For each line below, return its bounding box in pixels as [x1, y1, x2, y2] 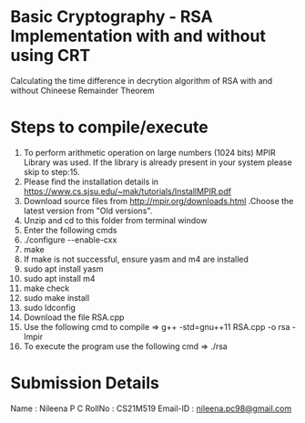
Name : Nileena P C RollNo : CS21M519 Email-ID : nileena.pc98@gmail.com [10, 403, 292, 414]
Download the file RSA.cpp [23, 312, 125, 323]
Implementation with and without [10, 26, 267, 46]
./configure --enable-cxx [23, 234, 117, 245]
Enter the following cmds [23, 224, 117, 235]
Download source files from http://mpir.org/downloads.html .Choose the [23, 195, 294, 206]
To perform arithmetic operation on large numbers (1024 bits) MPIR [23, 147, 276, 158]
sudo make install [23, 292, 90, 303]
